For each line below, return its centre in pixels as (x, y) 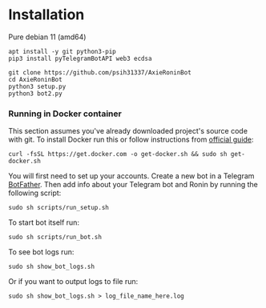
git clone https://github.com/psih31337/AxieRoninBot (100, 72)
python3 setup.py (37, 86)
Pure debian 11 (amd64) (47, 37)
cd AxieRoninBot (35, 79)
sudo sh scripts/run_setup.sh (59, 208)
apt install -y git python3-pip (62, 51)
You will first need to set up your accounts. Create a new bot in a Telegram (131, 176)
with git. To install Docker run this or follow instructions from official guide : (131, 140)
